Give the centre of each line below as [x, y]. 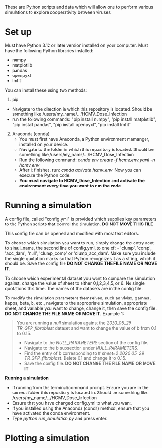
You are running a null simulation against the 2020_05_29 [74, 323]
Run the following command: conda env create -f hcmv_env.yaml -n [87, 160]
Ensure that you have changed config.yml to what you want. [72, 403]
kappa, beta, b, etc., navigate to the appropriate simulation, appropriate [76, 303]
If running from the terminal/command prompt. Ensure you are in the [80, 387]
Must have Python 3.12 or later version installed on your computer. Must [77, 45]
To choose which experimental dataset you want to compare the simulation [80, 278]
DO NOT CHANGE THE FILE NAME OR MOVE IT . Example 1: [65, 313]
